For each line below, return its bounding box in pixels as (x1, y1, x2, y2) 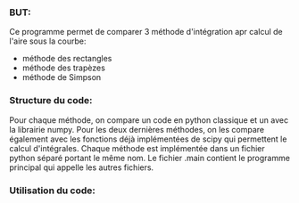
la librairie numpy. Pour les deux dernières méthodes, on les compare (9, 124, 265, 134)
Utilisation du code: (9, 184, 96, 197)
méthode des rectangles (21, 53, 112, 64)
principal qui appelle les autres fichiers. (9, 162, 154, 173)
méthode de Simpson (21, 72, 102, 83)
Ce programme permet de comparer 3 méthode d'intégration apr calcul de (9, 27, 283, 37)
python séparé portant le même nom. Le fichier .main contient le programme (9, 152, 290, 163)
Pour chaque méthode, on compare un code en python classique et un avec (9, 114, 288, 126)
